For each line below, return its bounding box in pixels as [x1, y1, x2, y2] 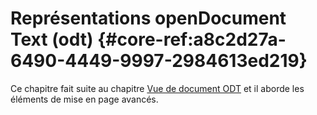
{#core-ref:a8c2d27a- [97, 28, 287, 51]
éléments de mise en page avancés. [10, 93, 159, 105]
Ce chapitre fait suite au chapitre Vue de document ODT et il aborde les [10, 82, 305, 94]
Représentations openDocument [10, 7, 287, 30]
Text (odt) [10, 28, 94, 51]
